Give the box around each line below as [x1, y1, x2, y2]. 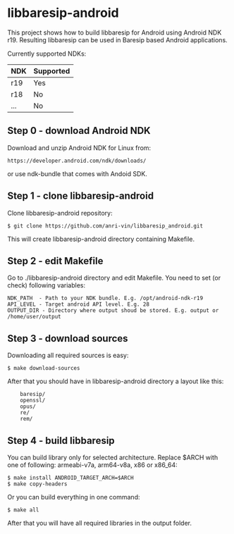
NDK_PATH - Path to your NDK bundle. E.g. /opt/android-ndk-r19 [7, 294, 203, 302]
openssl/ [20, 397, 46, 404]
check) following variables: [7, 281, 86, 290]
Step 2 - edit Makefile [7, 255, 104, 267]
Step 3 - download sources [7, 333, 128, 344]
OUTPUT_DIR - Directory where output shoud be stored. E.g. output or [7, 307, 219, 314]
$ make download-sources [7, 365, 80, 372]
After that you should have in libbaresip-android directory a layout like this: [7, 377, 224, 385]
